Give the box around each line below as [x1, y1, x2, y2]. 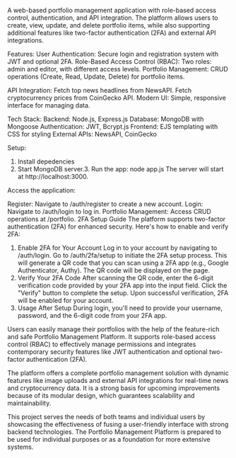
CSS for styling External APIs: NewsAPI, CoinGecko [7, 130, 158, 138]
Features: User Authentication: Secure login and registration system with [7, 50, 219, 58]
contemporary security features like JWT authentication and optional [7, 348, 208, 356]
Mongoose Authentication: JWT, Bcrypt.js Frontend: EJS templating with [7, 122, 218, 130]
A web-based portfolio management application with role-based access [7, 6, 217, 14]
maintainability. [7, 399, 52, 407]
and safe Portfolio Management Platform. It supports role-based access [7, 333, 216, 340]
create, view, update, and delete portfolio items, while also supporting [7, 21, 211, 29]
